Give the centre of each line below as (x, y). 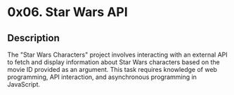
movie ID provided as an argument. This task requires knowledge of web (112, 70)
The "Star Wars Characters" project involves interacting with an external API (118, 54)
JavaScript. (24, 84)
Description (33, 38)
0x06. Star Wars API (67, 12)
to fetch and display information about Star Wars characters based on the (113, 62)
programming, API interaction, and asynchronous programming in (102, 77)
